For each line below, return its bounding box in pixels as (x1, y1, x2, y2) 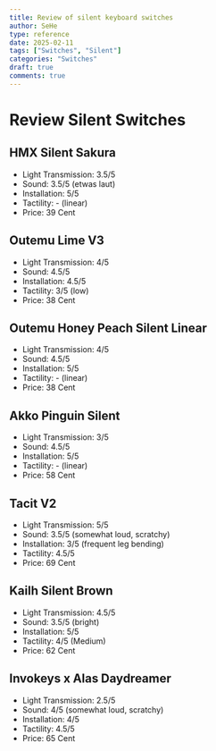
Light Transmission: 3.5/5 (21, 169, 116, 180)
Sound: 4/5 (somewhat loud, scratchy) (21, 704, 164, 715)
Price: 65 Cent (21, 732, 76, 743)
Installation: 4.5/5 (21, 275, 87, 286)
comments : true (9, 72, 66, 80)
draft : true (9, 63, 54, 72)
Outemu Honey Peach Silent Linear (9, 320, 208, 335)
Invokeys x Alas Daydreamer (9, 671, 172, 687)
